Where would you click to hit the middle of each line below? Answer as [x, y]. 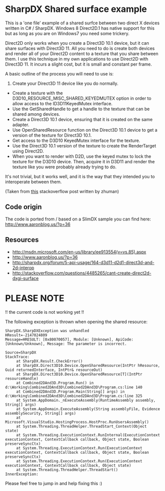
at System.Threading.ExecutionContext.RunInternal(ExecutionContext [88, 435]
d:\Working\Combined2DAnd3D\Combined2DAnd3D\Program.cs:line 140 [74, 387]
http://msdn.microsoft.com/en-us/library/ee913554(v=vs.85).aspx [79, 252]
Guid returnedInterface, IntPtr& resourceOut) [54, 370]
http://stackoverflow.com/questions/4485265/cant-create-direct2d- [82, 273]
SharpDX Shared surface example [76, 9]
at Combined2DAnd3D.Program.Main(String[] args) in [70, 391]
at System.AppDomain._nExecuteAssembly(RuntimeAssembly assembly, [86, 400]
